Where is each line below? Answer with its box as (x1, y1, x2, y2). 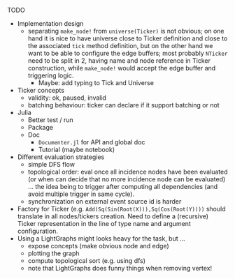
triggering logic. (27, 71, 74, 80)
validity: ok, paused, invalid (27, 93, 107, 102)
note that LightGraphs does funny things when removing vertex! (27, 264, 212, 272)
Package (27, 123, 54, 131)
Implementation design (17, 20, 84, 27)
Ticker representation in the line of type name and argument (17, 220, 191, 227)
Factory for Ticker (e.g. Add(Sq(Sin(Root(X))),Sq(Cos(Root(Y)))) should (17, 205, 226, 213)
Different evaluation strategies (17, 153, 105, 161)
